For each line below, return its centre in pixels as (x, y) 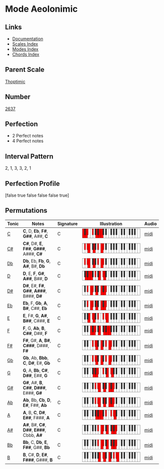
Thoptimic (15, 81)
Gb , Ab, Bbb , (36, 357)
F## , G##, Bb (36, 447)
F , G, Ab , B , (34, 328)
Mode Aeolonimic (41, 9)
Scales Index (25, 44)
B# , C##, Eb (35, 308)
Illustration (111, 224)
